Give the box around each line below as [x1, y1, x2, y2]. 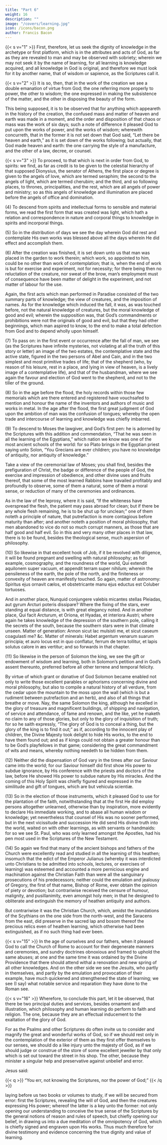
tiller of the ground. [5, 380, 45, 386]
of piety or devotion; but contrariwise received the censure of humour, [5, 887, 149, 893]
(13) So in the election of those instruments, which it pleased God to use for [5, 793, 160, 799]
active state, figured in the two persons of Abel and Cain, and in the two [5, 353, 153, 359]
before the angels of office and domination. [5, 194, 94, 200]
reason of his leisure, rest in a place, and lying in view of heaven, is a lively [5, 364, 158, 370]
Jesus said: [5, 1067, 29, 1073]
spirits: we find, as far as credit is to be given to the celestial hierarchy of [5, 163, 154, 169]
